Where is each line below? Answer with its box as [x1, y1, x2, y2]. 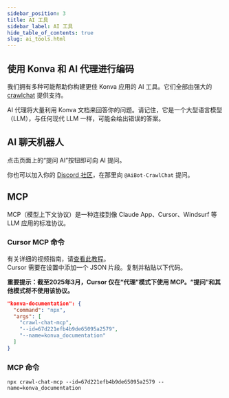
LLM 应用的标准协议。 [7, 218, 70, 227]
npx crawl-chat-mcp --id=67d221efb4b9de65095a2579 [7, 379, 155, 386]
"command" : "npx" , [13, 306, 67, 313]
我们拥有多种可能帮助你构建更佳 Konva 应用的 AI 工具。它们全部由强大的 [7, 82, 212, 90]
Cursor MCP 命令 [7, 238, 65, 247]
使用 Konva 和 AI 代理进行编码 [7, 63, 134, 74]
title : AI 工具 [7, 17, 49, 23]
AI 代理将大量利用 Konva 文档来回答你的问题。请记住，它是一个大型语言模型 [7, 105, 223, 114]
